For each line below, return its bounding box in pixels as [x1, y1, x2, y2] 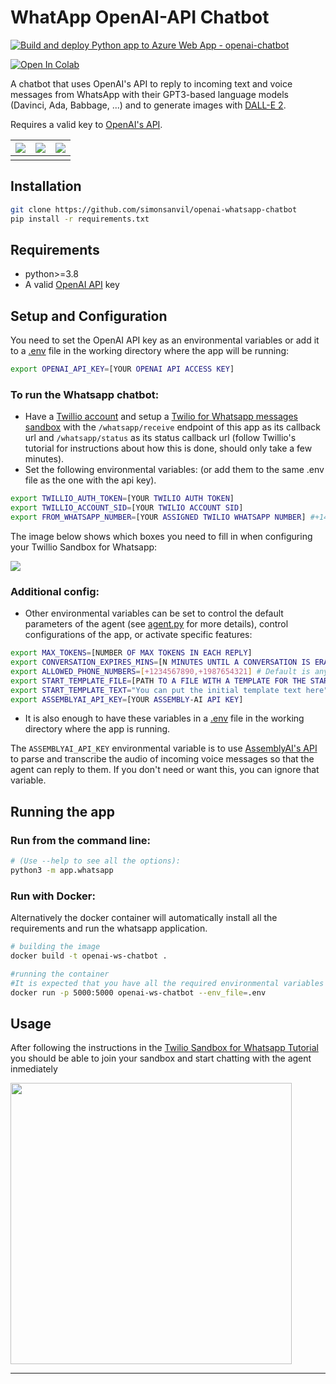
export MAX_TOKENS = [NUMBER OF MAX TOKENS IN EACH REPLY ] [10, 648, 253, 658]
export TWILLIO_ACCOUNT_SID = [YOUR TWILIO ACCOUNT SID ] [10, 503, 244, 513]
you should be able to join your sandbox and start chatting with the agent [10, 1052, 312, 1065]
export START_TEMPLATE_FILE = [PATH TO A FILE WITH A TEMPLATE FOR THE [10, 676, 307, 686]
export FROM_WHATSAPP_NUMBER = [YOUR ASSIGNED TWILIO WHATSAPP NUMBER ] [10, 512, 307, 523]
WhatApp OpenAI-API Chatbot [10, 6, 270, 29]
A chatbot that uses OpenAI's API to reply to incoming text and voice [10, 77, 293, 90]
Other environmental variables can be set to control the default [24, 607, 284, 620]
